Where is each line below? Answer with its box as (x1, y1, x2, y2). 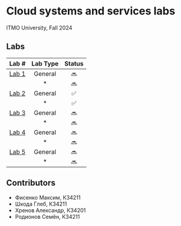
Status (64, 59, 84, 67)
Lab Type (31, 59, 59, 67)
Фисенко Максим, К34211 (14, 194, 81, 201)
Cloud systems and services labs (6, 4, 176, 18)
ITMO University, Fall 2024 (6, 24, 73, 31)
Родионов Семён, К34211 (14, 213, 80, 220)
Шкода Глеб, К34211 (14, 200, 67, 207)
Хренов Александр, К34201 (14, 206, 86, 214)
